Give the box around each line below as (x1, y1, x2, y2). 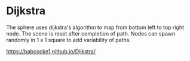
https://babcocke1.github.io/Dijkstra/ (6, 47, 96, 54)
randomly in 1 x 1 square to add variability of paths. (6, 36, 131, 43)
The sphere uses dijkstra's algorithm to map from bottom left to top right (6, 24, 184, 31)
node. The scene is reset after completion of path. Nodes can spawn (6, 30, 176, 37)
